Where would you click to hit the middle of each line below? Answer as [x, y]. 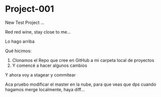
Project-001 [30, 9]
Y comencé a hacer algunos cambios [49, 65]
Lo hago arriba [20, 41]
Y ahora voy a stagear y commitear [40, 75]
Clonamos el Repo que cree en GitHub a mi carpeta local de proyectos [83, 60]
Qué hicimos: [18, 51]
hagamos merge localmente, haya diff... [45, 89]
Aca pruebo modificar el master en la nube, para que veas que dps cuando [81, 84]
